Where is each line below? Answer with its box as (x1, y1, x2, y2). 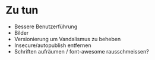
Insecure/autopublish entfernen (14, 42, 91, 49)
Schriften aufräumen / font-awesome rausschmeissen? (14, 48, 149, 55)
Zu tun (5, 4, 39, 17)
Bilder (14, 29, 29, 36)
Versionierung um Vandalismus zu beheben (14, 35, 121, 42)
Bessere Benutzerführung (14, 23, 78, 30)
